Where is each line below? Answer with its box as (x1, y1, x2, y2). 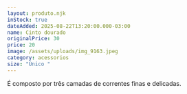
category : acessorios (7, 54, 69, 61)
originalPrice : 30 (7, 35, 60, 42)
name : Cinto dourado (7, 29, 67, 36)
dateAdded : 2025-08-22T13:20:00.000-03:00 (7, 22, 131, 29)
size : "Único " (7, 61, 51, 67)
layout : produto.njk (7, 10, 67, 17)
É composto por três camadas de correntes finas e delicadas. (7, 79, 181, 87)
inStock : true (7, 16, 48, 23)
